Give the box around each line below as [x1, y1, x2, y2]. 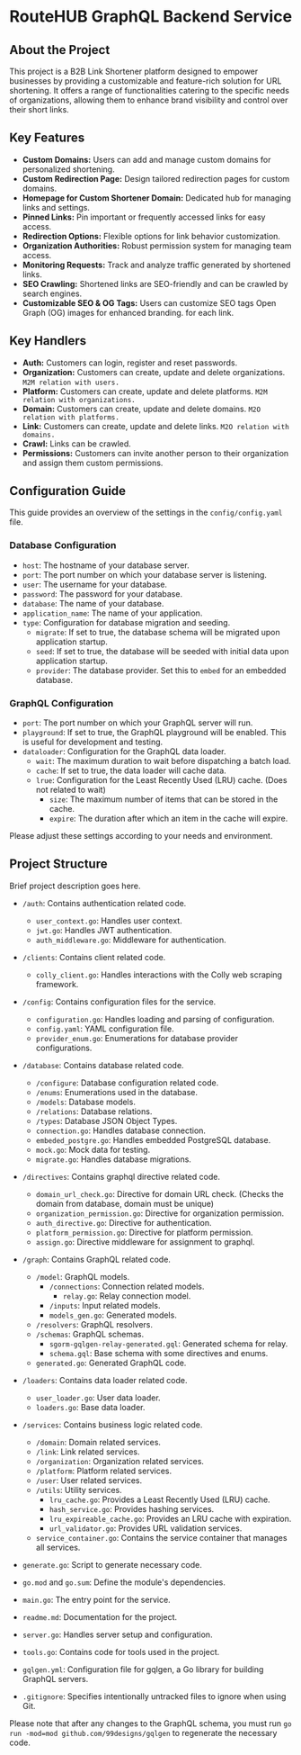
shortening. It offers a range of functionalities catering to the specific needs [9, 85, 290, 95]
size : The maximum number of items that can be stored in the [49, 794, 279, 805]
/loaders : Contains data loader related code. [22, 1374, 188, 1385]
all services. [35, 1542, 81, 1552]
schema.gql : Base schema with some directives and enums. [49, 1347, 269, 1358]
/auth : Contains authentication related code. [22, 897, 187, 908]
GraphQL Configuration [9, 697, 114, 709]
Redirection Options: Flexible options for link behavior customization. [22, 230, 281, 241]
